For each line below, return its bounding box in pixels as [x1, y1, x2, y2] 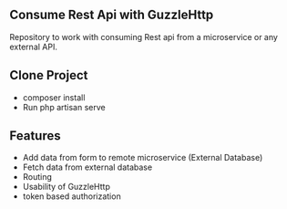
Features [9, 128, 61, 144]
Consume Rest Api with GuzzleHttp [9, 7, 214, 23]
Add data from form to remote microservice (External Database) [22, 152, 263, 163]
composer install [22, 91, 86, 103]
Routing [22, 172, 53, 183]
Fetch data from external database [22, 162, 153, 172]
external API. [9, 41, 57, 52]
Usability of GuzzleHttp [22, 182, 111, 193]
